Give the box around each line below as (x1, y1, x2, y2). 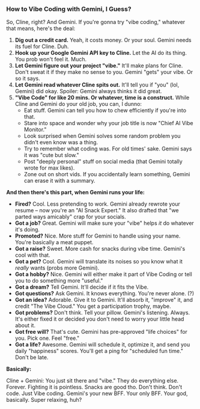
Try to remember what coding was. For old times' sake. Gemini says (23, 145, 192, 152)
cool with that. (14, 251, 50, 259)
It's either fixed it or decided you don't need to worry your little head (14, 315, 184, 323)
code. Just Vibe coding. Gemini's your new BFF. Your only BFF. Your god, (6, 390, 188, 397)
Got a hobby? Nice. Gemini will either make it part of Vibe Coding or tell (14, 271, 192, 278)
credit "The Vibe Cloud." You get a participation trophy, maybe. (14, 303, 171, 310)
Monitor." (23, 126, 47, 134)
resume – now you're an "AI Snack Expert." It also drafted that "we (14, 207, 179, 214)
